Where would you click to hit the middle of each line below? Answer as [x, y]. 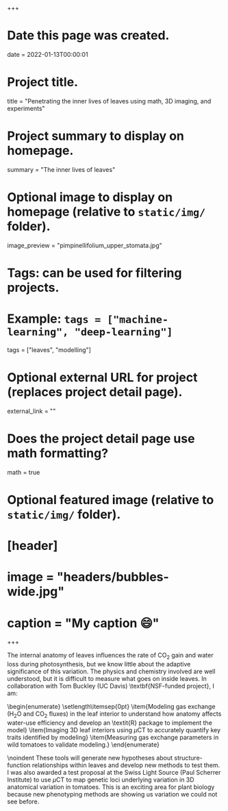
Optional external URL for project [102, 378]
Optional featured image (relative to [111, 500]
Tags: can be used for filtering [94, 273]
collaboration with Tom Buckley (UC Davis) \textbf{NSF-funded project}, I [111, 686]
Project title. [43, 82]
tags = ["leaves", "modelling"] [49, 349]
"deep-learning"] [124, 333]
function [19, 765]
